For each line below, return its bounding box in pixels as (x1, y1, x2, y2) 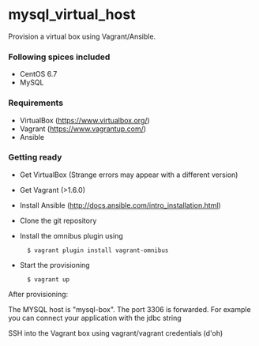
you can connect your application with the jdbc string (8, 313, 182, 322)
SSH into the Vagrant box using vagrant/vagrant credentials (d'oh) (8, 328, 223, 337)
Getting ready (8, 152, 62, 163)
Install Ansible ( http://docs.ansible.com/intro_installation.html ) (19, 200, 221, 210)
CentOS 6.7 (19, 70, 58, 79)
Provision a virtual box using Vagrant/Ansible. (8, 32, 156, 41)
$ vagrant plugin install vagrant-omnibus (27, 246, 169, 254)
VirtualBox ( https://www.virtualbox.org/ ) (19, 115, 150, 125)
